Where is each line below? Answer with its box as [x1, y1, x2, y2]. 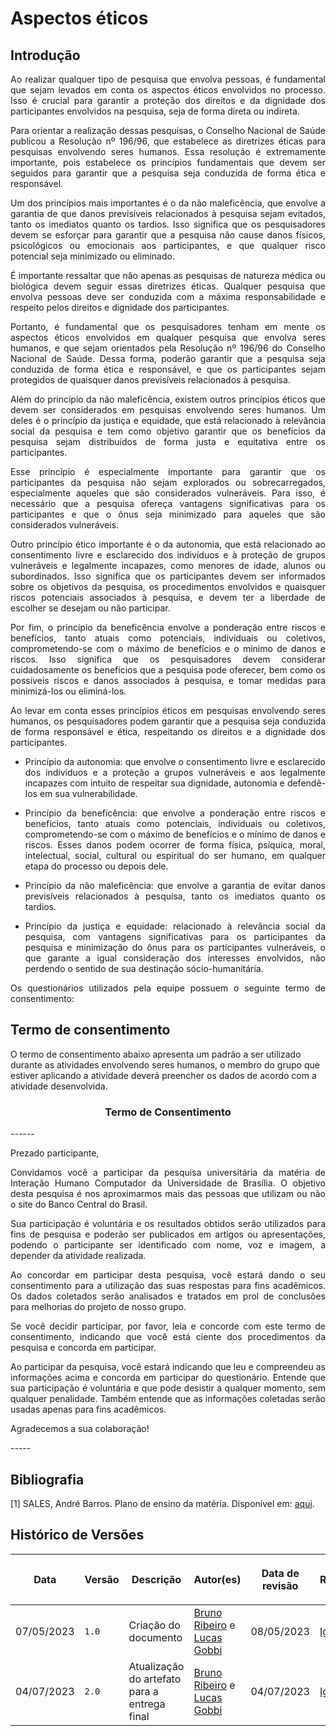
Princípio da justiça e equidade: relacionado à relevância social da [24, 920, 326, 932]
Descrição [131, 1572, 182, 1586]
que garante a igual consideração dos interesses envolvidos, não [24, 952, 326, 964]
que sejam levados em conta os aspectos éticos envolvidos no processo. [10, 84, 326, 96]
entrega [128, 1697, 166, 1711]
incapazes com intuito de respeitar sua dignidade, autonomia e [24, 777, 285, 789]
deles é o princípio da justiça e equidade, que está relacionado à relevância [10, 415, 326, 426]
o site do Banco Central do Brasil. [10, 1198, 148, 1211]
